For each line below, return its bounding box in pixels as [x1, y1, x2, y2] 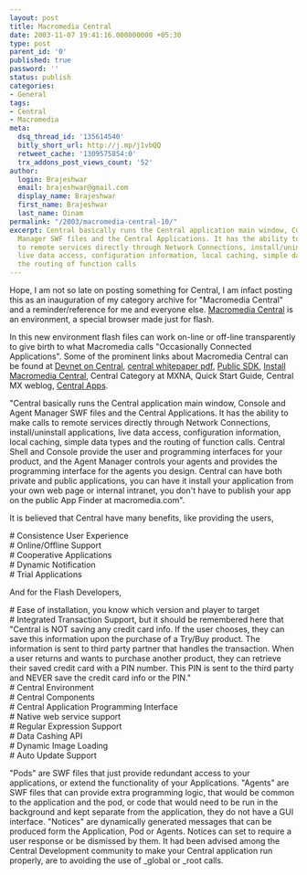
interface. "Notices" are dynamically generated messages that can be [9, 817, 272, 827]
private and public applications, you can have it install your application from [9, 476, 294, 486]
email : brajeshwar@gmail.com [17, 184, 129, 193]
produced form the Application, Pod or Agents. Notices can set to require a [9, 826, 292, 837]
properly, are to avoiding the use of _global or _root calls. [9, 855, 224, 866]
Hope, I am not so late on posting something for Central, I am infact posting [9, 285, 292, 295]
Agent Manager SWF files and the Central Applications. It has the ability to [9, 407, 290, 418]
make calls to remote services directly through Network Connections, [9, 417, 271, 427]
